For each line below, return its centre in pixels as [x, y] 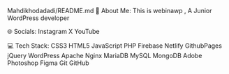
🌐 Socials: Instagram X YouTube [53, 31]
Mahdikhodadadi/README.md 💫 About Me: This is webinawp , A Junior [110, 11]
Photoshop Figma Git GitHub [48, 63]
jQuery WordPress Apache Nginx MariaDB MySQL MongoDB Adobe [105, 56]
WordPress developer [38, 18]
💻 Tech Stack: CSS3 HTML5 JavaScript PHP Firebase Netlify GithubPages [114, 46]
